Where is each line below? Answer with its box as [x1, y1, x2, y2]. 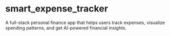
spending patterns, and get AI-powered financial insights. [5, 24, 127, 30]
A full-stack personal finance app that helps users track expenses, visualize [5, 19, 165, 25]
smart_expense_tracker [5, 3, 109, 14]
